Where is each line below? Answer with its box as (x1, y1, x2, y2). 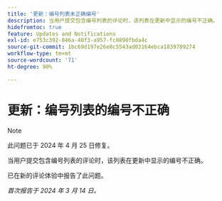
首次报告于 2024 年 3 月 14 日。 (7, 186, 100, 195)
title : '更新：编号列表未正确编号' (7, 10, 100, 18)
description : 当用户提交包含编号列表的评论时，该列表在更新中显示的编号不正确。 (7, 17, 218, 24)
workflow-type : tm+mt (7, 50, 72, 58)
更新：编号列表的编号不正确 (7, 102, 170, 118)
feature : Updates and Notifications (7, 30, 116, 38)
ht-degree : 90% (7, 63, 53, 70)
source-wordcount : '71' (7, 57, 78, 64)
